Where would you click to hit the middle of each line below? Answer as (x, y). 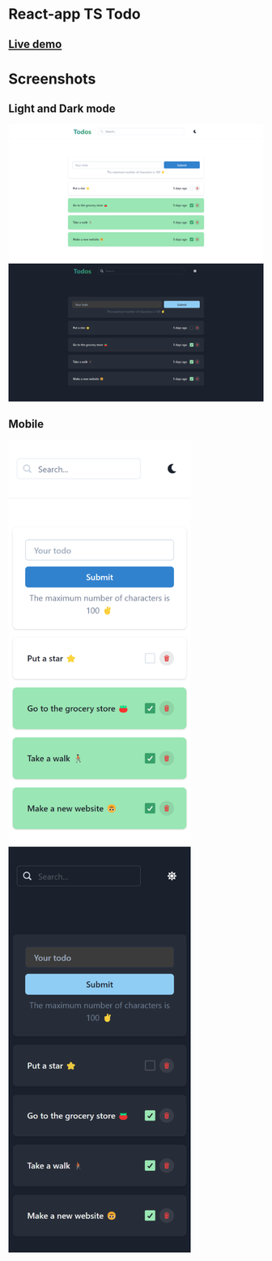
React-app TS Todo (74, 14)
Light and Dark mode (62, 109)
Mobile (26, 424)
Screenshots (52, 79)
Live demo (35, 44)
